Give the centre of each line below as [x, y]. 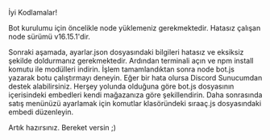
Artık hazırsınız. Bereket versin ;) [62, 128]
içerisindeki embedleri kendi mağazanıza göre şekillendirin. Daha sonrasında [135, 95]
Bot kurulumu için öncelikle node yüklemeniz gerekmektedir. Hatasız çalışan [135, 28]
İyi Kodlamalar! [33, 12]
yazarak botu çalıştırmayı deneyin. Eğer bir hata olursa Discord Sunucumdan [135, 78]
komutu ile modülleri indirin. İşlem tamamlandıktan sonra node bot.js [122, 69]
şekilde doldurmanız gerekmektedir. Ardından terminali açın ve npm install [131, 61]
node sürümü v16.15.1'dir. [50, 37]
